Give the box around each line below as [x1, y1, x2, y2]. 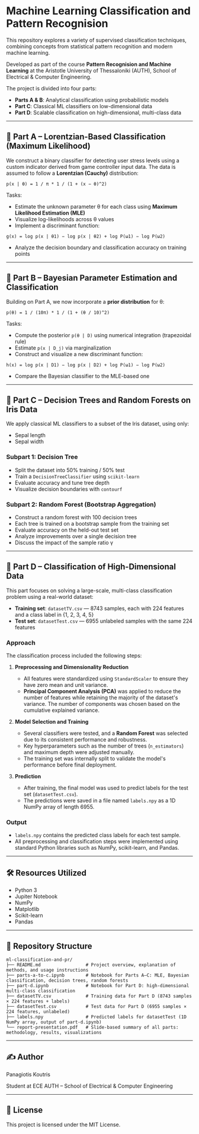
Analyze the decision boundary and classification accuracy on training [14, 244, 187, 251]
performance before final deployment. [23, 761, 117, 768]
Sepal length [14, 432, 46, 439]
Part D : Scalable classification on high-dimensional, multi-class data [14, 109, 182, 116]
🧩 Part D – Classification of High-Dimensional [6, 562, 176, 572]
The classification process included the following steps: [6, 652, 142, 659]
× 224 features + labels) [6, 998, 70, 1004]
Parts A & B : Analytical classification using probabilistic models [14, 96, 169, 103]
